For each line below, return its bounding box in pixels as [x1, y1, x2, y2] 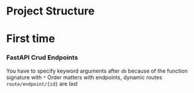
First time [6, 32, 56, 46]
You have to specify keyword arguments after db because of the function [6, 67, 188, 74]
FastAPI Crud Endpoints [6, 53, 78, 62]
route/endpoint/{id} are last [6, 80, 78, 87]
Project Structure [6, 4, 95, 18]
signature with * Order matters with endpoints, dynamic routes [6, 74, 162, 81]
